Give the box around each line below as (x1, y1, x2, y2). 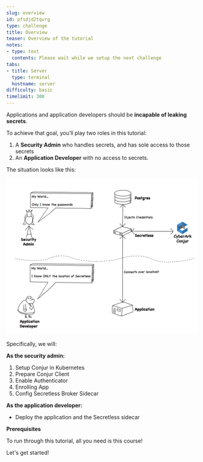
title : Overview (6, 29, 47, 35)
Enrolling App (15, 383, 49, 391)
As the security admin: (6, 352, 65, 359)
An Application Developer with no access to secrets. (15, 154, 149, 161)
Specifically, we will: (6, 340, 57, 347)
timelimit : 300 (6, 93, 45, 100)
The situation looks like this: (6, 166, 76, 173)
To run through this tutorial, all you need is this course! (6, 437, 143, 444)
